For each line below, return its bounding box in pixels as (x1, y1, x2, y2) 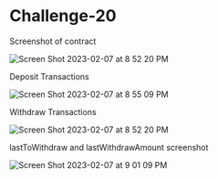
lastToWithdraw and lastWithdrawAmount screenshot (9, 142, 209, 153)
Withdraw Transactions (9, 106, 98, 117)
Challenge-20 (9, 5, 117, 26)
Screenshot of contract (9, 36, 97, 47)
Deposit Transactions (9, 70, 89, 82)
